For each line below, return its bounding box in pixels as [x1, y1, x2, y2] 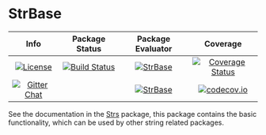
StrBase [8, 5, 62, 23]
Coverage [204, 38, 242, 49]
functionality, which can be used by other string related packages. [8, 118, 224, 127]
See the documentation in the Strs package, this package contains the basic [8, 109, 257, 118]
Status [76, 43, 101, 54]
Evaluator [135, 43, 173, 54]
